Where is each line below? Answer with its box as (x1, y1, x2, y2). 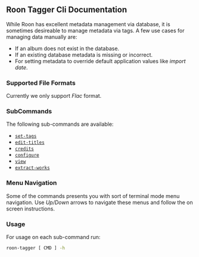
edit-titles (14, 140, 45, 145)
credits (14, 146, 34, 152)
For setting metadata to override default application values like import (14, 57, 186, 64)
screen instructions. (6, 205, 55, 212)
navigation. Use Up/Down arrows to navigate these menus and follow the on (6, 199, 193, 206)
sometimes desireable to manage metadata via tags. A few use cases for (6, 27, 185, 34)
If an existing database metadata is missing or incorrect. (14, 51, 153, 58)
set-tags (14, 134, 37, 140)
